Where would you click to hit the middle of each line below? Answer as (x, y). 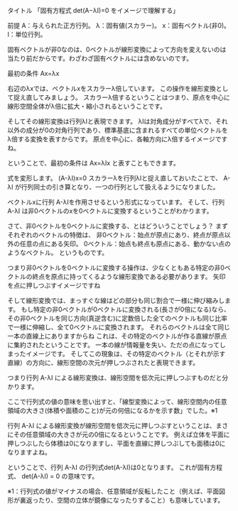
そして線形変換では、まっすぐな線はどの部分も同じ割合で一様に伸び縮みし (116, 301)
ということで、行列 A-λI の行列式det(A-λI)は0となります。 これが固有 (109, 467)
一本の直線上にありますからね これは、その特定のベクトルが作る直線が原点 (117, 336)
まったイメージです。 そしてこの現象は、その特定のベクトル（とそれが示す (117, 354)
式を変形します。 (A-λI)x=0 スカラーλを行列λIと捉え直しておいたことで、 (115, 178)
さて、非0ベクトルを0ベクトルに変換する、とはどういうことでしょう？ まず (118, 226)
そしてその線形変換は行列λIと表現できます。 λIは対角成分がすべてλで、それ (118, 121)
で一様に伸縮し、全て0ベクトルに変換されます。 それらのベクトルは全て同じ (119, 327)
